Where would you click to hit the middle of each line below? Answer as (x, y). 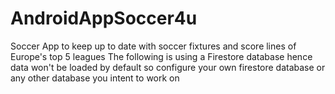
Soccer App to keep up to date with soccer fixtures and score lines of (153, 46)
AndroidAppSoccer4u (104, 18)
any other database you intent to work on (95, 78)
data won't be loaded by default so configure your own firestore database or (168, 67)
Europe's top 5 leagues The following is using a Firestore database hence (161, 56)
